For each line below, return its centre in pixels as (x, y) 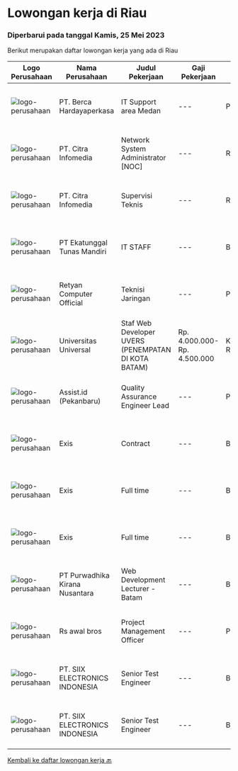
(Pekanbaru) (80, 401)
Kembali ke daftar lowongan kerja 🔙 (59, 760)
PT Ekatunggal (83, 243)
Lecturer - (138, 589)
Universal (75, 350)
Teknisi (133, 290)
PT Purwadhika (84, 576)
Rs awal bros (80, 632)
